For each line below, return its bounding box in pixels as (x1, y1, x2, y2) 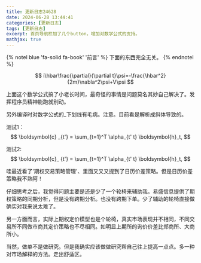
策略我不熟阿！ (6, 175, 43, 182)
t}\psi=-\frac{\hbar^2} (112, 72, 166, 79)
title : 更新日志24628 (6, 8, 57, 15)
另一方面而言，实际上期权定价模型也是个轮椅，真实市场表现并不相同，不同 (6, 216, 190, 222)
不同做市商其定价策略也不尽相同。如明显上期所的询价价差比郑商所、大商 (16, 223, 195, 230)
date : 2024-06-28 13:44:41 (6, 14, 74, 20)
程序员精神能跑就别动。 (11, 98, 69, 105)
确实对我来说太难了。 (6, 203, 59, 210)
